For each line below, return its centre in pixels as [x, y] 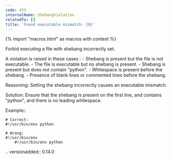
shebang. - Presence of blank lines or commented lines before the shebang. [86, 75]
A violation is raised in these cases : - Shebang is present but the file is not [84, 59]
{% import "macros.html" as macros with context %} [61, 39]
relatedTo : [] [21, 19]
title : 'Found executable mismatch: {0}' [50, 24]
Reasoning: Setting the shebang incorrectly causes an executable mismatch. [86, 85]
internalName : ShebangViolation [40, 15]
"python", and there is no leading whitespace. [54, 101]
